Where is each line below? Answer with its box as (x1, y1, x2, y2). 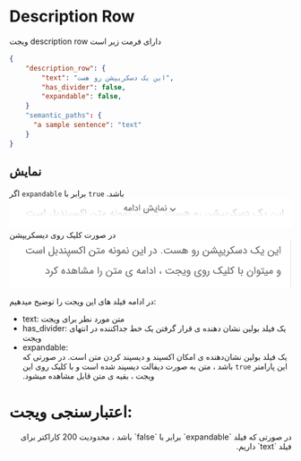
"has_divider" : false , (41, 82, 126, 91)
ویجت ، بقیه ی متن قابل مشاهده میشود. (21, 370, 155, 381)
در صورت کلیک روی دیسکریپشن (9, 229, 116, 240)
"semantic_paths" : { (25, 111, 102, 120)
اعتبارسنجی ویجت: (9, 402, 133, 423)
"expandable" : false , (41, 92, 123, 101)
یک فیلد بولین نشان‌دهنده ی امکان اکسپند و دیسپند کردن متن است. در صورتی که (21, 351, 288, 362)
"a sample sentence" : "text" (32, 121, 142, 130)
